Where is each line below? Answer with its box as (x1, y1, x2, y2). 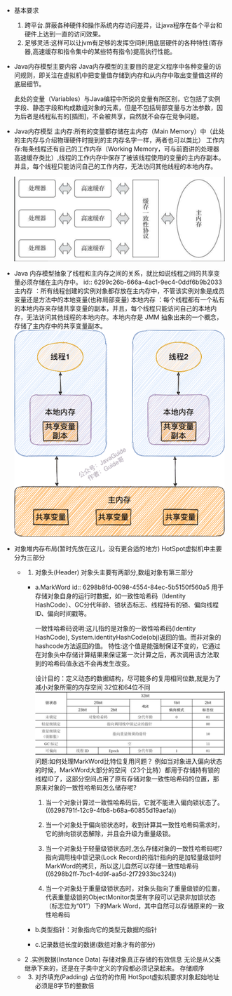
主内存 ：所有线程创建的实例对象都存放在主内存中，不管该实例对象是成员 (13, 286, 225, 295)
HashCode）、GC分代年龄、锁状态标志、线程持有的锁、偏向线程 (34, 600, 219, 609)
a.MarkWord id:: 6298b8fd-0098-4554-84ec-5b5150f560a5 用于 (34, 583, 224, 591)
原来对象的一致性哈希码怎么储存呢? (34, 783, 137, 792)
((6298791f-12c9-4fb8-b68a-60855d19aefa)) (45, 806, 177, 815)
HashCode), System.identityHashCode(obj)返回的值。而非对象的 (34, 633, 221, 642)
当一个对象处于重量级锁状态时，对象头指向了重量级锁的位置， (45, 884, 224, 893)
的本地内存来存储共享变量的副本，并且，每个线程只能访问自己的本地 (13, 304, 211, 312)
